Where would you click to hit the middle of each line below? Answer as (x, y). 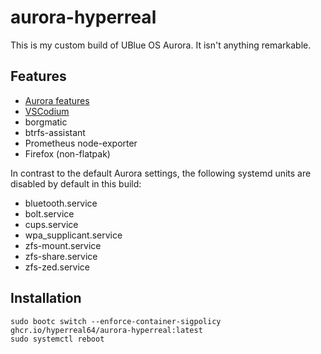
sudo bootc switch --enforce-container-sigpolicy (116, 321)
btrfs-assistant (55, 132)
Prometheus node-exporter (81, 143)
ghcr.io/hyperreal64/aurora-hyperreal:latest (106, 330)
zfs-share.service (61, 256)
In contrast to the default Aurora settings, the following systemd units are (161, 173)
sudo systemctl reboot (57, 339)
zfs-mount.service (63, 245)
